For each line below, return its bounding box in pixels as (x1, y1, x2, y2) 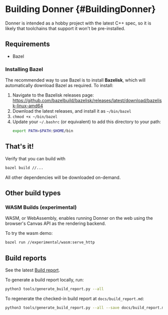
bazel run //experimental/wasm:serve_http (5, 240, 95, 245)
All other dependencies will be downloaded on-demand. (5, 174, 121, 180)
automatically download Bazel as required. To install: (5, 83, 113, 89)
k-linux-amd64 (12, 103, 43, 109)
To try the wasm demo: (5, 230, 53, 236)
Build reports (5, 254, 46, 262)
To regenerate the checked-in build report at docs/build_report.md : (5, 295, 144, 301)
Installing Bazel (5, 66, 43, 73)
